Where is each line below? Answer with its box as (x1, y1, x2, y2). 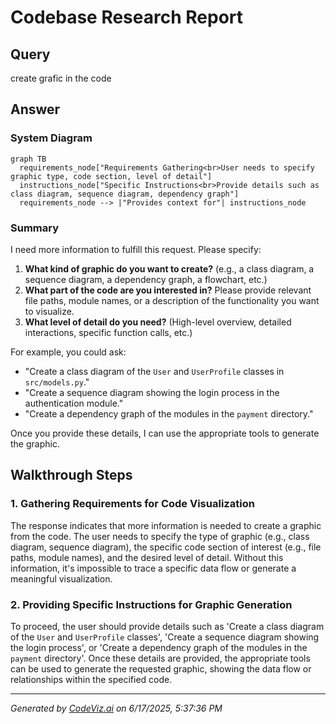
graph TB (10, 154, 47, 164)
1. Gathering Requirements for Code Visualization (10, 497, 255, 511)
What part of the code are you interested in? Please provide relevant (24, 284, 312, 296)
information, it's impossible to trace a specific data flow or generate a (10, 562, 297, 574)
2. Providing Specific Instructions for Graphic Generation (10, 597, 293, 611)
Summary (10, 221, 60, 235)
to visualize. (24, 305, 75, 317)
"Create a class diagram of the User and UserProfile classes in (24, 365, 285, 377)
